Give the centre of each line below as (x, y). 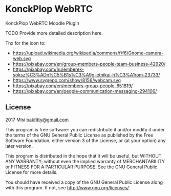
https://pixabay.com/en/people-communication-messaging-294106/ (85, 91)
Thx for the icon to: (26, 43)
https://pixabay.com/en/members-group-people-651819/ (73, 86)
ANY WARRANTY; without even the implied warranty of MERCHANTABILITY (85, 161)
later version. (19, 146)
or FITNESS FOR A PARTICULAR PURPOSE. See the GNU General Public (81, 167)
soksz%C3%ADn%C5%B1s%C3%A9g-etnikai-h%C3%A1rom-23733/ (86, 74)
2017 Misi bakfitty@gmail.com (37, 120)
